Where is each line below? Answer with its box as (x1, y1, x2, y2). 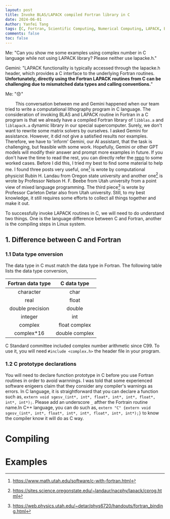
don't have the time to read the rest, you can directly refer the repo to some (5, 154, 163, 160)
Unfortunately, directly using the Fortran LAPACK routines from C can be (5, 76, 161, 82)
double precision (9, 305, 50, 312)
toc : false (5, 36, 28, 41)
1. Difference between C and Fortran (5, 235, 121, 244)
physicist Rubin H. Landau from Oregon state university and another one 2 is (5, 171, 163, 179)
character (17, 288, 41, 295)
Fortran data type (8, 280, 51, 287)
